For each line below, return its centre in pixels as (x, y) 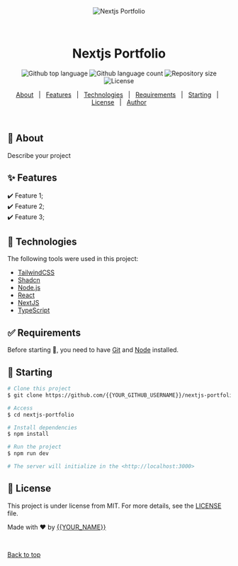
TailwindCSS (36, 272)
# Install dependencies (42, 427)
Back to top (24, 555)
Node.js (29, 288)
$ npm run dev (28, 454)
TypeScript (34, 310)
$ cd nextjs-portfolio (41, 415)
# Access (20, 408)
